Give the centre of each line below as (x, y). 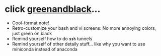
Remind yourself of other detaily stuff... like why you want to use (78, 44)
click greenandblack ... (53, 9)
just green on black (32, 33)
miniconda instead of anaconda (45, 49)
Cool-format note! (31, 23)
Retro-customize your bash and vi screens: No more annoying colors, (84, 28)
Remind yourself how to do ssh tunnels (52, 39)
